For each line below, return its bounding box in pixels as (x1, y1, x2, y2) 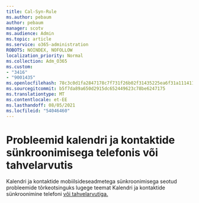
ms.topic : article (6, 36, 52, 42)
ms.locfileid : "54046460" (6, 108, 70, 114)
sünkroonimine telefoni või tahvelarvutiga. (6, 191, 108, 198)
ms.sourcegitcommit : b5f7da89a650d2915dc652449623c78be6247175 (6, 86, 166, 92)
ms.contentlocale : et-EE (6, 96, 68, 102)
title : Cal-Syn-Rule (6, 8, 57, 15)
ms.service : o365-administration (6, 42, 89, 48)
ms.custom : (6, 63, 33, 70)
